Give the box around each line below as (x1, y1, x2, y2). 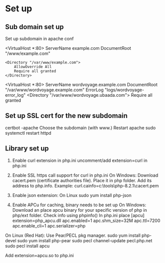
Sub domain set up (5, 23, 64, 31)
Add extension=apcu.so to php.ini (5, 252, 74, 258)
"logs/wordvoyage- (104, 87, 144, 93)
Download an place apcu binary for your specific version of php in (12, 207, 147, 213)
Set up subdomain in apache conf (5, 36, 74, 41)
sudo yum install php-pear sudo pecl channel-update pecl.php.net (17, 237, 153, 243)
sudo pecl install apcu (5, 243, 50, 249)
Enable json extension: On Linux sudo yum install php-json (12, 192, 132, 198)
